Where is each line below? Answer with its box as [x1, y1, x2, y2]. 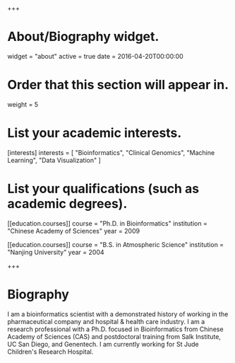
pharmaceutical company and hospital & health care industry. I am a [7, 317, 205, 325]
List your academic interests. [7, 125, 182, 142]
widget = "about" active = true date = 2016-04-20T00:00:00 [7, 52, 183, 60]
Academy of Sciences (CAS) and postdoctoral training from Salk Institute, [7, 332, 221, 340]
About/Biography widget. [7, 29, 159, 45]
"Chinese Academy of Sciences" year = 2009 [7, 226, 140, 235]
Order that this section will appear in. [7, 77, 229, 93]
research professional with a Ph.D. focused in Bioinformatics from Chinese [7, 325, 224, 333]
